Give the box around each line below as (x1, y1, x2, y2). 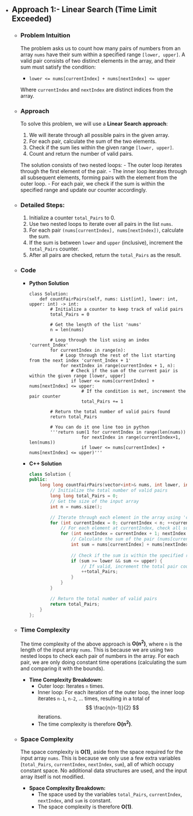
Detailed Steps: (20, 201, 65, 209)
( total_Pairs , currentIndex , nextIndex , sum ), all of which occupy (20, 761, 174, 768)
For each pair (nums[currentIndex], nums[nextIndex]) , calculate (29, 227, 184, 234)
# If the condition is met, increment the (81, 388, 186, 394)
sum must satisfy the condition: (20, 63, 96, 70)
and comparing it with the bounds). (20, 665, 105, 672)
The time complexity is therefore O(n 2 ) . (37, 719, 133, 728)
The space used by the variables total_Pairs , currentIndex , (37, 791, 183, 798)
